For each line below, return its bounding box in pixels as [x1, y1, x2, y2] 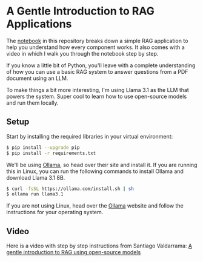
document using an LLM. [6, 74, 68, 82]
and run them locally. [6, 99, 59, 106]
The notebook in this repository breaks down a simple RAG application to [6, 37, 188, 44]
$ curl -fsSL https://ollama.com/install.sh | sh [6, 186, 135, 192]
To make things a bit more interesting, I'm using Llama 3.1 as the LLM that [6, 86, 189, 93]
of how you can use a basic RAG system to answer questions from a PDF [6, 68, 188, 75]
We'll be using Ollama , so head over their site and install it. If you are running [6, 161, 198, 168]
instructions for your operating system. [6, 209, 104, 216]
